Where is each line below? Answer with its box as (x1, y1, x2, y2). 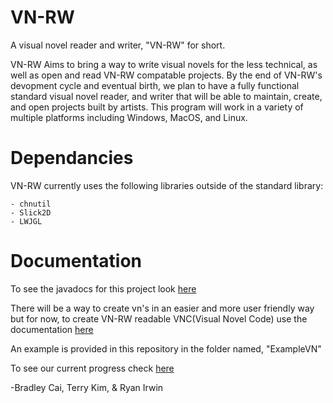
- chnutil (10, 199, 52, 209)
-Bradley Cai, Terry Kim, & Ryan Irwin (10, 381, 164, 393)
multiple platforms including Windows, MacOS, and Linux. (10, 111, 248, 123)
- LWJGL (10, 216, 43, 226)
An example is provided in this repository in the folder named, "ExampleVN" (10, 342, 322, 355)
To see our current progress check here (10, 362, 175, 374)
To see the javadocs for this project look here (10, 282, 197, 295)
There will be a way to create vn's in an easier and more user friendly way (10, 302, 315, 314)
